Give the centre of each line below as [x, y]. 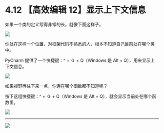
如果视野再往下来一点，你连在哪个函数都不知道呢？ [56, 86]
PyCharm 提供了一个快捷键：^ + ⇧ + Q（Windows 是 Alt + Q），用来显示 [78, 60]
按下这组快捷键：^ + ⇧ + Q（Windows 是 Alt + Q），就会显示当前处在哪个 [79, 96]
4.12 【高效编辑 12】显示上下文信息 [76, 10]
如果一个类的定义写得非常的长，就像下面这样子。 [54, 24]
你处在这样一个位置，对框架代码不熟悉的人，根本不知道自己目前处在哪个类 [80, 44]
